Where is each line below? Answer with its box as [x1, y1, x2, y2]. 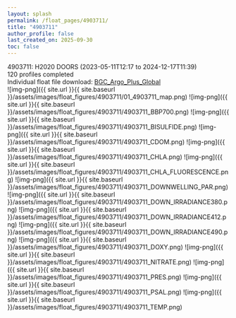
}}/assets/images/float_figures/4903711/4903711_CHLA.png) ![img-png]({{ [7, 153, 223, 161]
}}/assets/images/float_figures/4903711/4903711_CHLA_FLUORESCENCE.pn [7, 167, 229, 176]
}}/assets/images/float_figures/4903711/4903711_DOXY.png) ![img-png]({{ [7, 243, 224, 251]
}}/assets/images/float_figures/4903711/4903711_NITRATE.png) [7, 258, 192, 266]
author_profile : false [7, 30, 74, 37]
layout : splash [7, 10, 52, 18]
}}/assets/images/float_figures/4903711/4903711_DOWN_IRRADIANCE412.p [7, 213, 227, 221]
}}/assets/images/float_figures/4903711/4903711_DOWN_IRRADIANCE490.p [7, 228, 228, 236]
